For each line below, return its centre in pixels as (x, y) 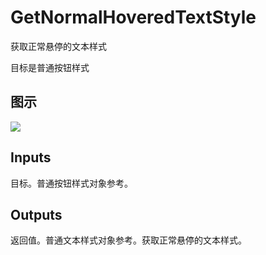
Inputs (31, 157)
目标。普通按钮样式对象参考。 (71, 183)
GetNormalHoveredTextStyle (133, 17)
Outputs (36, 214)
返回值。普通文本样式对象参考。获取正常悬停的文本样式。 (128, 240)
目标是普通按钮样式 (50, 67)
